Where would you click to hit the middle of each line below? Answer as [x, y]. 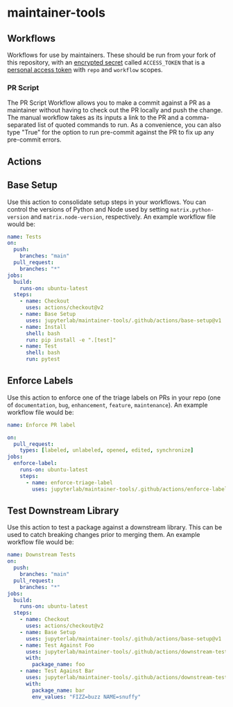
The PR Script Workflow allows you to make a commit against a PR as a [109, 103]
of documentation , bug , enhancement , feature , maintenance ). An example [107, 404]
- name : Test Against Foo [57, 645]
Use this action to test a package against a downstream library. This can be [115, 527]
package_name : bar [59, 690]
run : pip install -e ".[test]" [71, 340]
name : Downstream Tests [42, 555]
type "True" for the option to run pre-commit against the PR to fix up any [111, 133]
